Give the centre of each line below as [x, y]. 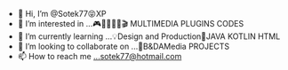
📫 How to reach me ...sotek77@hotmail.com [100, 56]
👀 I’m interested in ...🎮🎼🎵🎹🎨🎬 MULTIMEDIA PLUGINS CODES [131, 23]
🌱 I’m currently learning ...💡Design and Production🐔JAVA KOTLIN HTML [149, 36]
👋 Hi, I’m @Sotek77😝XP [62, 14]
